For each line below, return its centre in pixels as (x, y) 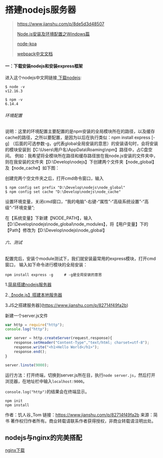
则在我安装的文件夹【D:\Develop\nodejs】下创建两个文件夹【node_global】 (81, 162)
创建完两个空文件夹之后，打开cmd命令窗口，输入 (54, 178)
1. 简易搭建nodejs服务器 (28, 284)
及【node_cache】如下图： (32, 168)
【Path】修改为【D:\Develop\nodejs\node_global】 (56, 230)
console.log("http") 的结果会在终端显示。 (47, 392)
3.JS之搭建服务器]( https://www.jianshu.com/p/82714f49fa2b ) (67, 305)
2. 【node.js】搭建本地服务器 (34, 295)
